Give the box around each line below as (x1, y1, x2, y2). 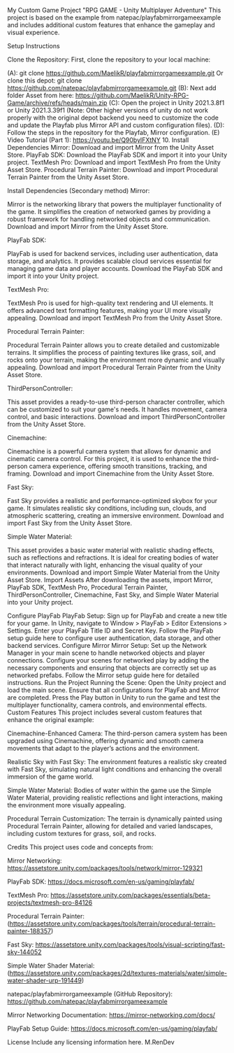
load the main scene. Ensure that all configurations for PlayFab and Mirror (7, 686, 219, 694)
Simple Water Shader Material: (7, 961, 95, 970)
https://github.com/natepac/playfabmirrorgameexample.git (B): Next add (7, 84, 217, 92)
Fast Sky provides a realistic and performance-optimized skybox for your (7, 497, 218, 504)
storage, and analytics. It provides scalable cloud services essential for (7, 257, 212, 265)
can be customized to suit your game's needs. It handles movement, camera (7, 405, 228, 414)
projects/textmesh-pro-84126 (7, 898, 93, 907)
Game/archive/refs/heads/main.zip (7, 99, 108, 107)
